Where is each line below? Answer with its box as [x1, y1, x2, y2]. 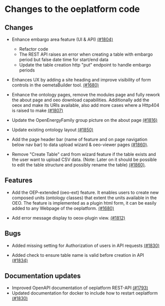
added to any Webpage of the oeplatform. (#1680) [11, 205, 114, 211]
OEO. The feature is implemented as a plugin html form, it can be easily [11, 200, 157, 206]
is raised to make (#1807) [11, 108, 64, 113]
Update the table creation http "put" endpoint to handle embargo [19, 62, 151, 68]
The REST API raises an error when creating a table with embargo [19, 51, 153, 57]
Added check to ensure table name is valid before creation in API [11, 252, 144, 258]
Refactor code [19, 46, 48, 52]
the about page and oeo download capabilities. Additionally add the [11, 97, 150, 103]
